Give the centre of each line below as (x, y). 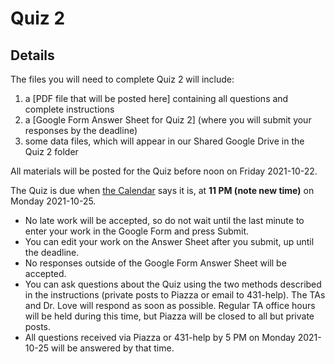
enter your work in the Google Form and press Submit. (137, 231)
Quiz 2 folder (51, 151)
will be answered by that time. (113, 348)
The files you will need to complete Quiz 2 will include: (122, 79)
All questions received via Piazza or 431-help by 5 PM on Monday (160, 337)
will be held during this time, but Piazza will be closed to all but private (169, 316)
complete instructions (69, 109)
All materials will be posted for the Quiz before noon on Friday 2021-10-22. (164, 171)
